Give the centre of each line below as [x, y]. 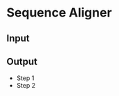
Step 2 [26, 86]
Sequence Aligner [59, 13]
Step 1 [25, 78]
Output [22, 61]
